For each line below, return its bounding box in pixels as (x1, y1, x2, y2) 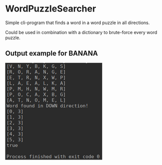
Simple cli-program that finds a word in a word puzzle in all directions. (5, 20, 150, 26)
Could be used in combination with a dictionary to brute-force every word (5, 29, 157, 35)
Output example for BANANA (5, 49, 98, 58)
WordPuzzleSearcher (5, 3, 96, 15)
